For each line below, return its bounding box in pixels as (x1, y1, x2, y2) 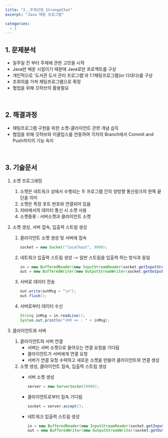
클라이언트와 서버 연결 (19, 338, 63, 344)
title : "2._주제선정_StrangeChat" (5, 7, 73, 13)
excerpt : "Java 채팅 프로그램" (5, 12, 64, 17)
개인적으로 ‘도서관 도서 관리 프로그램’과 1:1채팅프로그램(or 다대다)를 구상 (12, 72, 153, 78)
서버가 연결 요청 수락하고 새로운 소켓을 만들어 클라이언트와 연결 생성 (27, 357, 160, 363)
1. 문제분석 (5, 46, 36, 54)
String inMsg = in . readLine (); (19, 313, 85, 319)
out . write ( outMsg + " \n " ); (19, 289, 76, 294)
